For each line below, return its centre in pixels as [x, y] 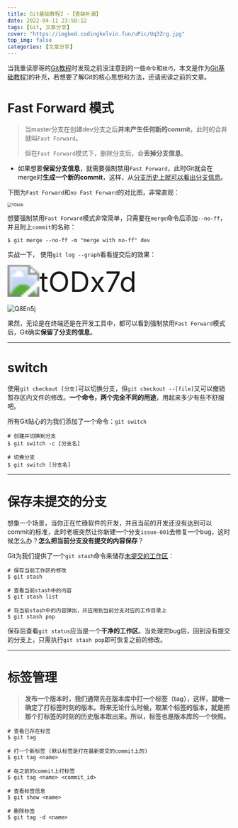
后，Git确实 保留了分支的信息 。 [52, 332]
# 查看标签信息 [27, 791]
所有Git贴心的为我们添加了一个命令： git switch [77, 421]
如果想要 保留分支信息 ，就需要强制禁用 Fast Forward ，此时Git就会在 [115, 168]
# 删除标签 [21, 811]
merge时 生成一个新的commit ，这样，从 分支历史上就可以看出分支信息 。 [122, 177]
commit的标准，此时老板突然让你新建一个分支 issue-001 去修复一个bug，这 [116, 532]
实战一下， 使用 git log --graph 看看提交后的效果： [82, 254]
